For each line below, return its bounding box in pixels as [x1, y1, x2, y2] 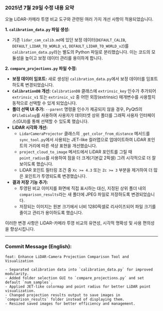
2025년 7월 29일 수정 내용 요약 [5, 4, 74, 11]
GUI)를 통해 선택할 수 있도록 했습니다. [17, 118, 89, 125]
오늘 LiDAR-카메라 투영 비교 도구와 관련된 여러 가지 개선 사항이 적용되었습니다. [5, 16, 154, 22]
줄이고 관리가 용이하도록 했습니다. [19, 210, 83, 216]
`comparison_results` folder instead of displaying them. [5, 297, 125, 302]
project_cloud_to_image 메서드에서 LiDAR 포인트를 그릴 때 [19, 149, 132, 155]
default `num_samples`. [5, 280, 53, 285]
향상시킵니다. [10, 226, 35, 232]
